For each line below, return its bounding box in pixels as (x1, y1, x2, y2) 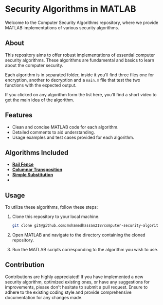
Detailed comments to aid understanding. (12, 129, 95, 135)
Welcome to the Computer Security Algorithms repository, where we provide (5, 20, 159, 25)
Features (5, 111, 33, 119)
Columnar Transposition (12, 167, 62, 173)
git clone (12, 223, 33, 228)
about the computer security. (5, 62, 63, 68)
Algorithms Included (5, 148, 69, 157)
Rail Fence (12, 161, 34, 167)
